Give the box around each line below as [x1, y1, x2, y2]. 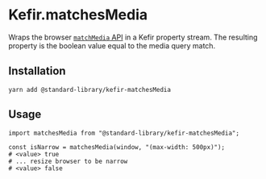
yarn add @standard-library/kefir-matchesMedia [8, 85, 172, 94]
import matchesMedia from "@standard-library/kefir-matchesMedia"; [8, 129, 240, 137]
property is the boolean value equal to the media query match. [8, 40, 216, 50]
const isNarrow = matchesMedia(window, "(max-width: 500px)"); [8, 143, 226, 151]
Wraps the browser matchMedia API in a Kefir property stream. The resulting [8, 32, 258, 42]
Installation [8, 65, 66, 78]
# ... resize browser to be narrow [8, 157, 128, 165]
